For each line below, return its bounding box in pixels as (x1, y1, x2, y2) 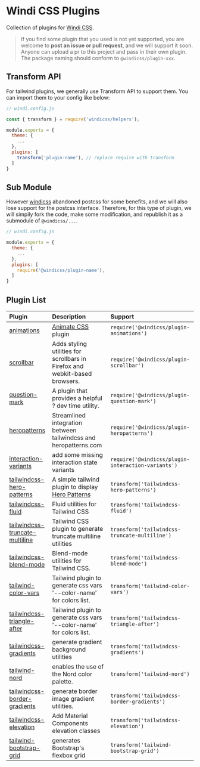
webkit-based (52, 370, 92, 378)
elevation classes (52, 726, 101, 735)
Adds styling (52, 340, 87, 348)
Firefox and (52, 362, 84, 370)
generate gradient (52, 638, 102, 646)
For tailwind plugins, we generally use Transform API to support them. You (6, 88, 189, 95)
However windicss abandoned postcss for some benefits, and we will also (6, 198, 188, 205)
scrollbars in (52, 355, 86, 363)
